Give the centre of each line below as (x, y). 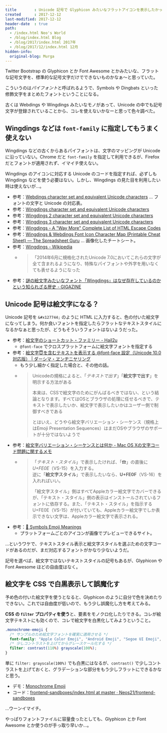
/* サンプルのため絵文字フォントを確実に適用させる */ (59, 634)
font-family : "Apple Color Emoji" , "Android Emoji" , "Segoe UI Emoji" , (86, 639)
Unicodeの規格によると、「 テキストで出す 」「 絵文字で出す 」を (95, 376)
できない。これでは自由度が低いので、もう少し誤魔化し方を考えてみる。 (79, 603)
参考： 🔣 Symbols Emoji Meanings (47, 527)
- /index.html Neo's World (38, 33)
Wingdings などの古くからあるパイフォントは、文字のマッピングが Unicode (83, 151)
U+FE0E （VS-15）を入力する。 (64, 468)
